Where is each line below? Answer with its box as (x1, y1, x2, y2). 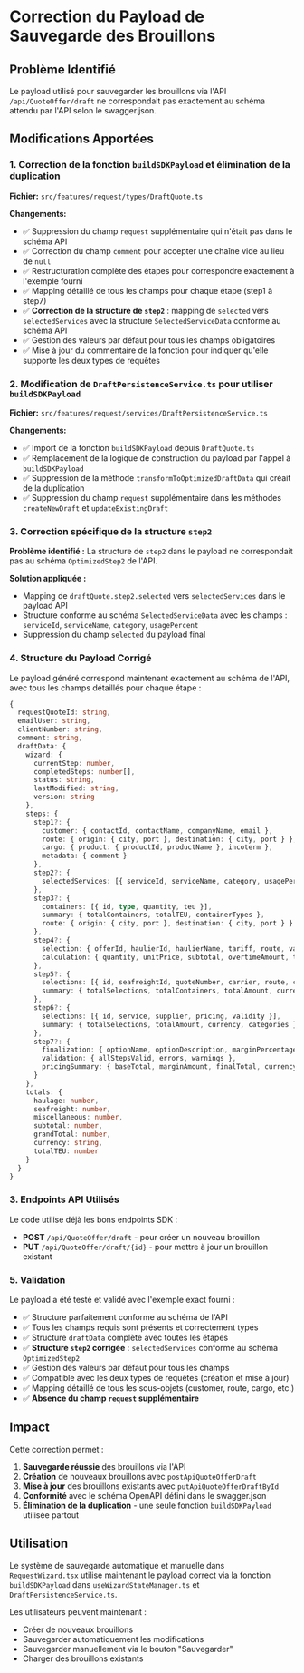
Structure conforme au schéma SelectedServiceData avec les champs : (22, 610, 288, 621)
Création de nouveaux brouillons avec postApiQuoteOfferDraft (22, 1471, 257, 1482)
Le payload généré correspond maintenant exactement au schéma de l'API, (9, 672, 290, 683)
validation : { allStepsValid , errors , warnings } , (42, 1054, 237, 1063)
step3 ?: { (33, 894, 71, 903)
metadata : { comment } (42, 851, 128, 861)
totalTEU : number (33, 1146, 100, 1156)
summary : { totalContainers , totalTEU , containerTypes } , (42, 910, 265, 920)
